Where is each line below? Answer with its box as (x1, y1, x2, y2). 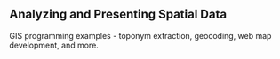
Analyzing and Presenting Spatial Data (9, 7, 228, 22)
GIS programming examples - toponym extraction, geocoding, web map (9, 30, 272, 41)
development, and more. (9, 40, 100, 50)
